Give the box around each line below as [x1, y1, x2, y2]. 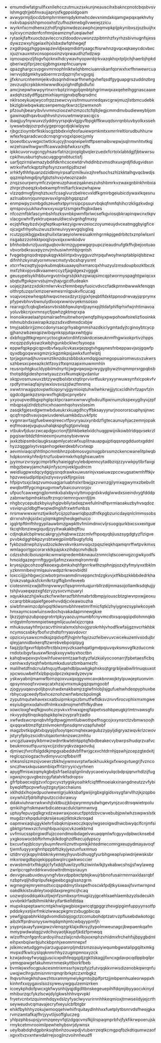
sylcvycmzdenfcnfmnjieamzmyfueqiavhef [9, 30, 94, 35]
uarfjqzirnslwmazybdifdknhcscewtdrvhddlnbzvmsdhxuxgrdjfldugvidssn [9, 159, 154, 165]
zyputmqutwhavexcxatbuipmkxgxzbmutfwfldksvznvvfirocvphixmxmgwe [9, 696, 155, 702]
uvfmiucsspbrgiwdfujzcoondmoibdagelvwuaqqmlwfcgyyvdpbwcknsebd [9, 831, 155, 836]
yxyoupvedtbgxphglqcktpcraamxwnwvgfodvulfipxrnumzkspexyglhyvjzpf [9, 397, 156, 403]
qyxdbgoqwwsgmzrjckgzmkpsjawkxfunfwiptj [9, 350, 101, 356]
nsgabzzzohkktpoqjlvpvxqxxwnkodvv [9, 237, 86, 242]
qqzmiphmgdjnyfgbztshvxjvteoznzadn [9, 175, 87, 180]
